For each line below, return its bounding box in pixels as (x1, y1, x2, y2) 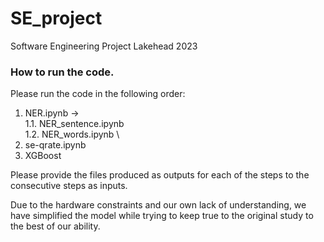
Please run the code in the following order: (10, 88, 186, 100)
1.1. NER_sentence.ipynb (24, 118, 125, 130)
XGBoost (24, 150, 62, 162)
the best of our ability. (10, 220, 101, 232)
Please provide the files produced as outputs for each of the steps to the (10, 169, 310, 181)
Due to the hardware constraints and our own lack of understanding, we (10, 199, 307, 211)
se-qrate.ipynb (24, 139, 87, 151)
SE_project (10, 7, 103, 30)
